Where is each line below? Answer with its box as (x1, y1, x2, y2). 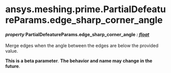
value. (5, 48, 18, 54)
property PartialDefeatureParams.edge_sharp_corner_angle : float (5, 31, 150, 38)
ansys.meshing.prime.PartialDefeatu (5, 4, 166, 15)
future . (5, 63, 20, 69)
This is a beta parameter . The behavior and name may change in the (5, 58, 153, 64)
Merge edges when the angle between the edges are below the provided (5, 43, 159, 49)
